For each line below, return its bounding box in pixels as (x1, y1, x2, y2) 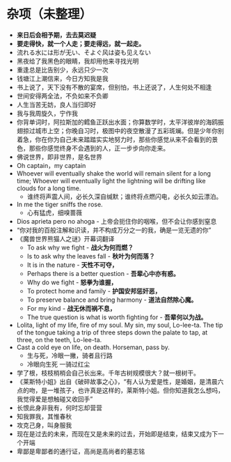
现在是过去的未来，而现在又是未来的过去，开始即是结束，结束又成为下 (16, 429, 218, 438)
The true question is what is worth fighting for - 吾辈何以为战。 (26, 313, 207, 321)
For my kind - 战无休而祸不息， (26, 304, 116, 312)
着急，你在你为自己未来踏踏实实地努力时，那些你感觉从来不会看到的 (16, 135, 212, 144)
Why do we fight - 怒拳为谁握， (26, 278, 118, 286)
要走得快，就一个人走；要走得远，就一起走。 (16, 39, 145, 47)
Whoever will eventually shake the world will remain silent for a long (16, 169, 212, 178)
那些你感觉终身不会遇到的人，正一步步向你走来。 (29, 144, 170, 152)
